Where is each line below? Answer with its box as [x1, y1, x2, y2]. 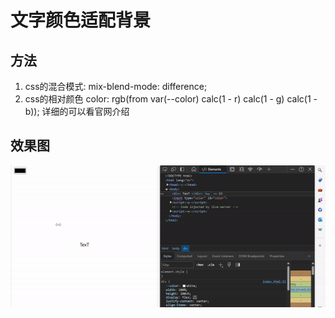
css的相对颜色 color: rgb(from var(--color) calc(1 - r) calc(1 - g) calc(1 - [24, 93, 318, 105]
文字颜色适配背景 [10, 9, 152, 32]
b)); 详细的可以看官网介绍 [24, 106, 130, 117]
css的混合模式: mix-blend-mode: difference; [24, 81, 208, 92]
